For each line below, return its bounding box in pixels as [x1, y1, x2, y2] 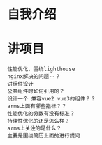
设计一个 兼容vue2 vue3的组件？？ [7, 96, 96, 102]
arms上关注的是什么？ [7, 125, 61, 132]
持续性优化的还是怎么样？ [7, 118, 70, 125]
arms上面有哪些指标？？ [7, 102, 67, 110]
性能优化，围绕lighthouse [7, 66, 75, 73]
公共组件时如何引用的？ [7, 88, 65, 95]
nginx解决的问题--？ [7, 73, 61, 80]
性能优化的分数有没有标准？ [7, 110, 75, 117]
